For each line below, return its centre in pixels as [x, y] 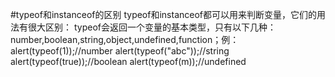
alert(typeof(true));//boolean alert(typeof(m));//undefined [128, 61]
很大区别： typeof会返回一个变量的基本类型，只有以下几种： [152, 27]
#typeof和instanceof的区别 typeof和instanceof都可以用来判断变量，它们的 [164, 14]
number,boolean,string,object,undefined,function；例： [125, 39]
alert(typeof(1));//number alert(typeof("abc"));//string [120, 51]
